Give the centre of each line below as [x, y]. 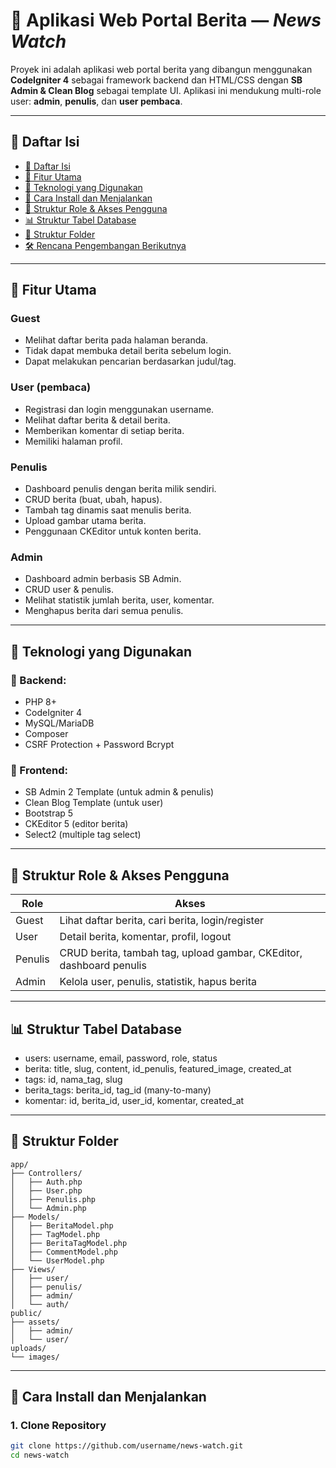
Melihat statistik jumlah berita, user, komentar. [119, 600]
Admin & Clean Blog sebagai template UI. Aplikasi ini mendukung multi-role [166, 90]
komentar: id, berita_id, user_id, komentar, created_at [134, 1100]
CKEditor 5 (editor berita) [76, 824]
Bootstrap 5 [49, 813]
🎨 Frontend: [39, 770]
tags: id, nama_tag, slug [73, 1079]
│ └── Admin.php [48, 1208]
